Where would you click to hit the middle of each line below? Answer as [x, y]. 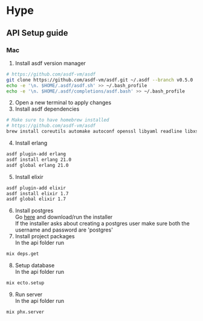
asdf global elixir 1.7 [36, 199]
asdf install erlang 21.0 [39, 160]
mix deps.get [23, 254]
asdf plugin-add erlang [36, 154]
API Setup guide [37, 33]
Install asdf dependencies [47, 109]
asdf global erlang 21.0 [37, 165]
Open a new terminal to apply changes [63, 103]
